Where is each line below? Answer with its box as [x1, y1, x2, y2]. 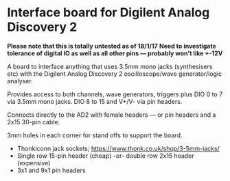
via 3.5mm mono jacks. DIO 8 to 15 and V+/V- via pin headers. [7, 97, 183, 105]
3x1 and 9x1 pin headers [16, 166, 86, 174]
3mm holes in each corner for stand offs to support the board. [7, 131, 183, 139]
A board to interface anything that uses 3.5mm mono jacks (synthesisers [7, 62, 213, 70]
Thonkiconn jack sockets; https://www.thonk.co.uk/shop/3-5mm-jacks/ [16, 144, 220, 152]
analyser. [7, 76, 33, 85]
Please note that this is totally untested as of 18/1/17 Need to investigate [7, 42, 216, 50]
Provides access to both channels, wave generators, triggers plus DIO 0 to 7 [7, 90, 223, 98]
